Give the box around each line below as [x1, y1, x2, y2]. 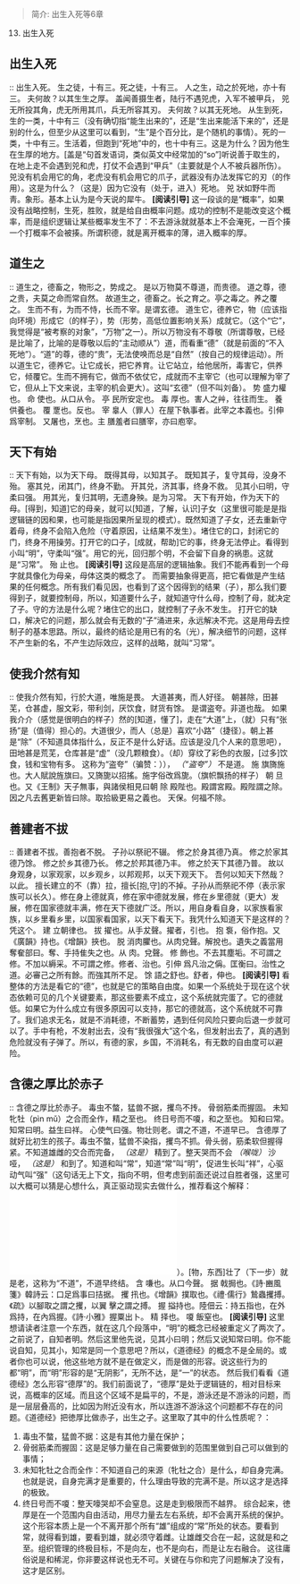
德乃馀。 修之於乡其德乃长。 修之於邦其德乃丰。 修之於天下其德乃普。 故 [9, 858, 277, 869]
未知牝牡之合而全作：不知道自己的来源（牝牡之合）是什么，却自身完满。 [21, 1464, 288, 1475]
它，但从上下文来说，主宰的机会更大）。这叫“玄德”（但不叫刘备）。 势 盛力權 [9, 382, 287, 393]
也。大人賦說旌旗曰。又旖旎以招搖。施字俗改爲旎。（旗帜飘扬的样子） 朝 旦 [9, 770, 284, 781]
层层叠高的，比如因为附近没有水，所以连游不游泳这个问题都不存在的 [24, 1401, 275, 1411]
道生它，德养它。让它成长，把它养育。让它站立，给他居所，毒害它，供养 [16, 360, 283, 370]
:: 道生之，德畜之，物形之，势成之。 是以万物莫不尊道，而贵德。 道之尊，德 [9, 281, 287, 292]
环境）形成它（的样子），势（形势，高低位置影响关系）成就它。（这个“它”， [16, 315, 290, 326]
